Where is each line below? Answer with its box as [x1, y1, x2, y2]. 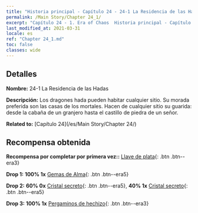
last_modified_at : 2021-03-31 [6, 25, 81, 31]
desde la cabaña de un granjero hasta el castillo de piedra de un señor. [6, 109, 179, 116]
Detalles [6, 69, 37, 79]
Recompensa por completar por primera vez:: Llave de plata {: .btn [6, 153, 170, 160]
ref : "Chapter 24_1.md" [6, 36, 65, 42]
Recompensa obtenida [6, 137, 91, 147]
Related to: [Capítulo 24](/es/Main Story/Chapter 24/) [6, 120, 137, 127]
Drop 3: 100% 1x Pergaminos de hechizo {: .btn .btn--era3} [6, 200, 149, 207]
